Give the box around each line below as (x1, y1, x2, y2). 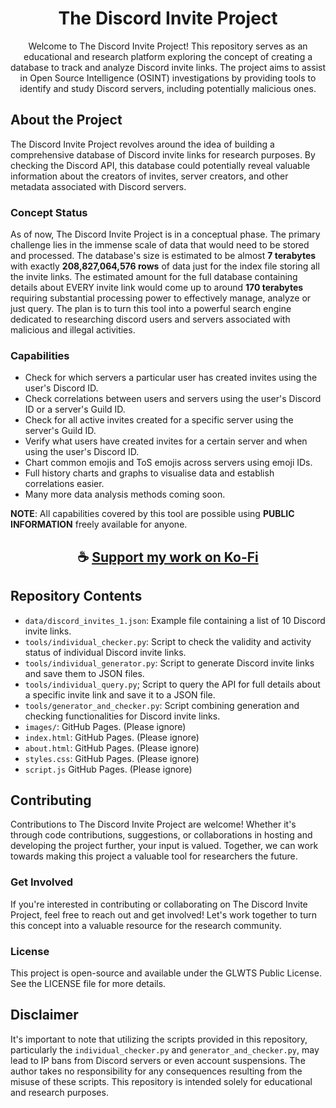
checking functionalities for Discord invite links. (24, 710, 221, 722)
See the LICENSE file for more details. (10, 977, 167, 989)
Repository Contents (10, 588, 143, 605)
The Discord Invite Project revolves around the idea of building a (10, 138, 275, 150)
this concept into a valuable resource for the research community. (10, 919, 282, 931)
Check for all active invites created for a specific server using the (24, 414, 294, 426)
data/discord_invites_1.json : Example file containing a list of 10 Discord (24, 614, 326, 626)
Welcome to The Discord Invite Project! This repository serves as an (28, 40, 308, 52)
